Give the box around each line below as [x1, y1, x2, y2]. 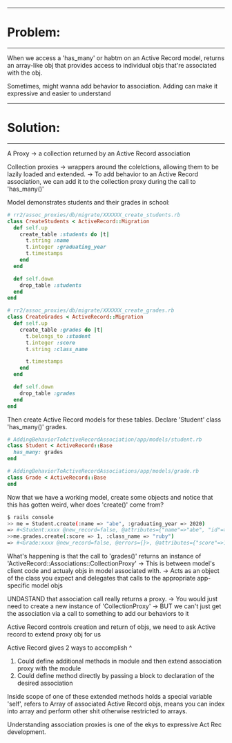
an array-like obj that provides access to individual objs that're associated [7, 61, 217, 69]
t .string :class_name [25, 346, 88, 352]
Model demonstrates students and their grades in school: [7, 198, 171, 206]
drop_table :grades [19, 390, 76, 397]
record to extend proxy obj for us [7, 630, 101, 638]
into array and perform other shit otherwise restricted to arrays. [7, 707, 188, 715]
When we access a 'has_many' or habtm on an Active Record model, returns [7, 53, 225, 62]
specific [7, 581, 30, 590]
